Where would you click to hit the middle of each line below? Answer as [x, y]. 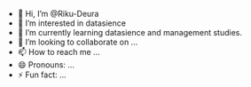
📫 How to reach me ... [59, 52]
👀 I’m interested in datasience [72, 23]
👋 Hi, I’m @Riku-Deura [58, 14]
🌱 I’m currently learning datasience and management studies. [129, 32]
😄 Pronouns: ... [46, 65]
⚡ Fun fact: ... [42, 75]
